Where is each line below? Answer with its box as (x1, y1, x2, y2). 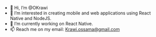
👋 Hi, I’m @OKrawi (9, 5, 48, 10)
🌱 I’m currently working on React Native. (9, 20, 93, 26)
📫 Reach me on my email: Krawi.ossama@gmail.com (9, 26, 120, 32)
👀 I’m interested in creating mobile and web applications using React (9, 10, 151, 16)
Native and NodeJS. (9, 15, 51, 21)
